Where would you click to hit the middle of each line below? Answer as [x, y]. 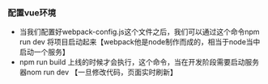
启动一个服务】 [44, 52]
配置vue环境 [32, 12]
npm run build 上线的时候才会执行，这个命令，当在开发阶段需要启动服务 [139, 62]
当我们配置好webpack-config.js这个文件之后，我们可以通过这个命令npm [139, 32]
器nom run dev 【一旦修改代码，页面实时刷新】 [98, 72]
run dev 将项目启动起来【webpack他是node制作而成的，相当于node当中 [140, 42]
